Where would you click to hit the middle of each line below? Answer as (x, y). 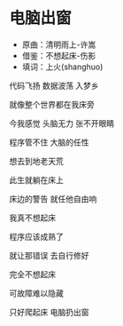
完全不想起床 (32, 274)
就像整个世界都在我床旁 (52, 104)
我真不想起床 (32, 218)
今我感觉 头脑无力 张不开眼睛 (62, 123)
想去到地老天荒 (36, 161)
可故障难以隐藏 (36, 293)
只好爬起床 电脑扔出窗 (49, 312)
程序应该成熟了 (36, 236)
